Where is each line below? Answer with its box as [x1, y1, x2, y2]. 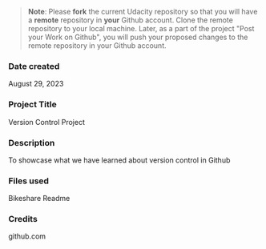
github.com [8, 231, 46, 241]
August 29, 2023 [8, 79, 64, 89]
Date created [8, 60, 60, 71]
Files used [8, 175, 50, 187]
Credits [8, 214, 38, 225]
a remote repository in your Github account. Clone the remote [27, 15, 234, 25]
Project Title [8, 99, 58, 110]
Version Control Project [8, 117, 86, 127]
